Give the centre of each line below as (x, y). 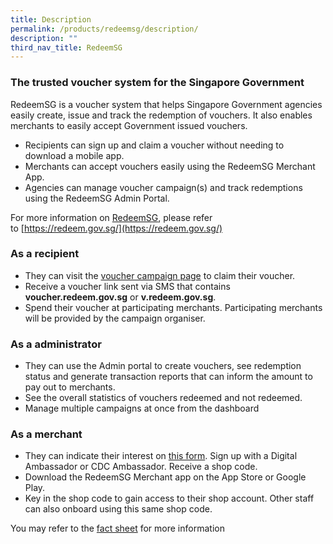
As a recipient (45, 254)
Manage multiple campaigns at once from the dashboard (142, 408)
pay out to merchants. (70, 387)
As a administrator (56, 344)
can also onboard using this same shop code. (118, 509)
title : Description (51, 19)
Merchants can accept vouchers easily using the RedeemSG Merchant (170, 166)
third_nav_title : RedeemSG (66, 47)
